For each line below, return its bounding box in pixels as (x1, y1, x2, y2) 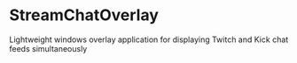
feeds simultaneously (9, 43, 88, 53)
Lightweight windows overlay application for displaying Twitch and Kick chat (9, 34, 289, 45)
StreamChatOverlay (9, 5, 160, 25)
